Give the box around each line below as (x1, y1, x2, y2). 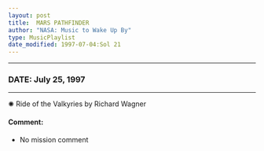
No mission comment (19, 134, 89, 144)
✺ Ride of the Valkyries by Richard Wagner (8, 99, 147, 109)
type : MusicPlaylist (8, 33, 76, 42)
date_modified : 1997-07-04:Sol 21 (8, 41, 122, 49)
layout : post (8, 11, 51, 20)
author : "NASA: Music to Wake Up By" (8, 26, 132, 34)
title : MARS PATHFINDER (8, 19, 90, 27)
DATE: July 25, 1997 (8, 74, 86, 85)
